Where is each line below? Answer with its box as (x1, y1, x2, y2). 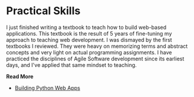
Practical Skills (6, 4, 81, 18)
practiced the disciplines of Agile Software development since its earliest (6, 55, 185, 62)
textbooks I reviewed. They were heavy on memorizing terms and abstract (6, 43, 188, 50)
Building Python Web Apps (14, 84, 81, 91)
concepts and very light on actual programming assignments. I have (6, 48, 172, 56)
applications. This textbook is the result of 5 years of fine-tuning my (6, 30, 172, 37)
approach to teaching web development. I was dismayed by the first (6, 36, 172, 43)
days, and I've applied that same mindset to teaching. (6, 61, 137, 69)
